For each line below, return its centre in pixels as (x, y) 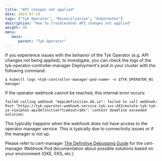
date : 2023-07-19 (23, 14)
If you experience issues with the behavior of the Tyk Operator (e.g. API (77, 55)
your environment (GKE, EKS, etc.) (39, 153)
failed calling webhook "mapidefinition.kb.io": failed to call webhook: (81, 102)
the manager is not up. (27, 134)
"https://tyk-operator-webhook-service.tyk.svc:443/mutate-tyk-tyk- (87, 106)
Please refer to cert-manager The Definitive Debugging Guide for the (74, 143)
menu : (10, 32)
